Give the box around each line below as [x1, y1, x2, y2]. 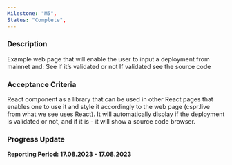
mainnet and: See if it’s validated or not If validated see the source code [7, 62, 211, 70]
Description [7, 39, 48, 49]
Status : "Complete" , [7, 17, 67, 23]
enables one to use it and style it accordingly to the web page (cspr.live [7, 103, 211, 111]
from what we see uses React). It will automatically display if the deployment [7, 110, 225, 118]
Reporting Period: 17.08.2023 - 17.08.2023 [7, 150, 132, 159]
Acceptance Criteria [7, 79, 77, 89]
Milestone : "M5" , [7, 10, 57, 17]
